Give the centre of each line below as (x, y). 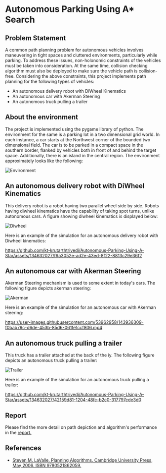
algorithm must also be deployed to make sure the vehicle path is (71, 71)
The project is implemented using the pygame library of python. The (74, 129)
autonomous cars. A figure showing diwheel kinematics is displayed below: (82, 216)
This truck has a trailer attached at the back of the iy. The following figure (80, 355)
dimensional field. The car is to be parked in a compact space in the (74, 145)
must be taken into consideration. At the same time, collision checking (76, 66)
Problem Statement (36, 38)
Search (20, 20)
